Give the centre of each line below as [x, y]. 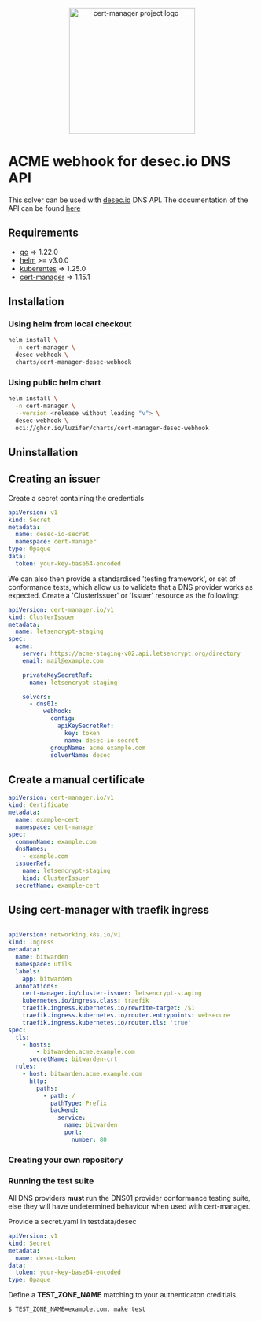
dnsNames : [31, 849]
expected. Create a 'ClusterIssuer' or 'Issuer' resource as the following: [124, 595]
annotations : [37, 986]
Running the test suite [51, 1181]
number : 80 [89, 1139]
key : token [82, 733]
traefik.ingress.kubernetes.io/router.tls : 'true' [107, 1022]
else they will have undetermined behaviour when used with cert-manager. [129, 1206]
